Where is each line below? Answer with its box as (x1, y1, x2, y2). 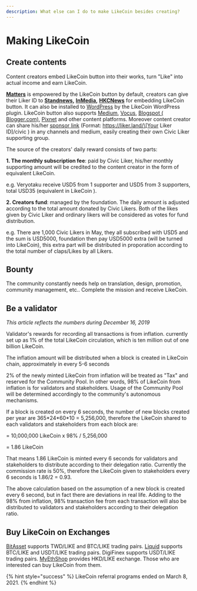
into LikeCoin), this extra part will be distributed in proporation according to (6, 241, 188, 248)
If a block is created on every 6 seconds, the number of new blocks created (6, 408, 190, 415)
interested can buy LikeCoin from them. (6, 562, 102, 569)
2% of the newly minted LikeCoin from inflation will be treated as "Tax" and (6, 372, 188, 379)
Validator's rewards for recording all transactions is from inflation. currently (6, 330, 188, 338)
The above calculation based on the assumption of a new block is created (6, 485, 185, 492)
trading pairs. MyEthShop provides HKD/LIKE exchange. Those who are (6, 555, 179, 562)
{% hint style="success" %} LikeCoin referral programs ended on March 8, (6, 573, 188, 580)
